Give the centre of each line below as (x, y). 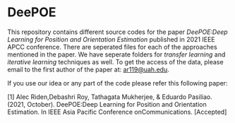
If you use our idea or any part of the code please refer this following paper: (117, 83)
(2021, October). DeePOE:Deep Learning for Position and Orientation (107, 104)
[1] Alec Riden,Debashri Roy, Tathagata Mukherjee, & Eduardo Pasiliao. (110, 97)
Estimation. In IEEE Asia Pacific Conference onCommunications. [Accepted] (117, 112)
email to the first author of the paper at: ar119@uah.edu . (88, 69)
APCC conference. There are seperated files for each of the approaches (112, 47)
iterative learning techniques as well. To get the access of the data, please (115, 61)
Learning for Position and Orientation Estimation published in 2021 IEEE (111, 39)
